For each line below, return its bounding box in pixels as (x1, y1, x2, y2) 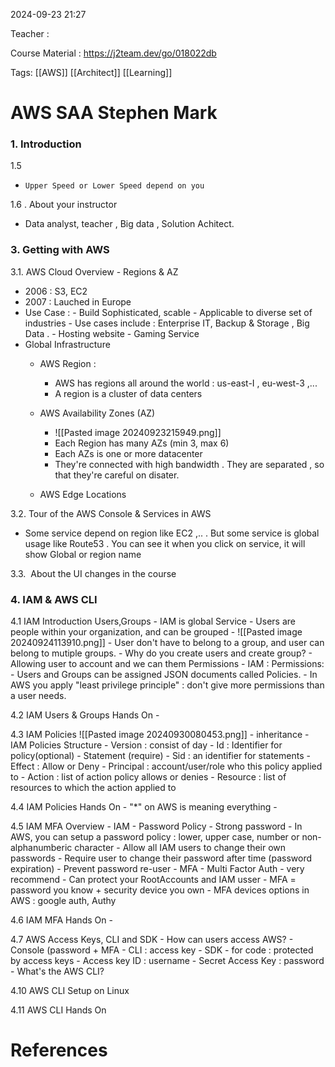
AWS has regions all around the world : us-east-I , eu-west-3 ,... (54, 377, 318, 389)
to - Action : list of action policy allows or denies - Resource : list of (10, 771, 287, 783)
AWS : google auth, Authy (10, 895, 117, 907)
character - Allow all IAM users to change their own (74, 842, 287, 854)
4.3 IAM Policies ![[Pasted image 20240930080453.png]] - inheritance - (10, 729, 310, 741)
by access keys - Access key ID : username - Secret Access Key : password (10, 955, 325, 967)
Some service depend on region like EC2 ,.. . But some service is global (24, 527, 320, 539)
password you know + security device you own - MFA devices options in (10, 884, 310, 896)
